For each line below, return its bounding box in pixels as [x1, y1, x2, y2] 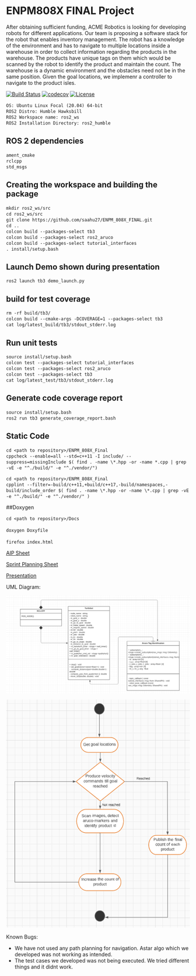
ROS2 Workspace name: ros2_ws [6, 114, 80, 120]
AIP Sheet [6, 549, 30, 556]
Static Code [6, 431, 50, 441]
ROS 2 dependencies [6, 136, 84, 146]
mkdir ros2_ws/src [6, 205, 51, 211]
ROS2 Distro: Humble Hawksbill [6, 108, 82, 115]
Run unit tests [6, 338, 58, 348]
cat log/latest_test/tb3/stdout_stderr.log [6, 378, 114, 383]
